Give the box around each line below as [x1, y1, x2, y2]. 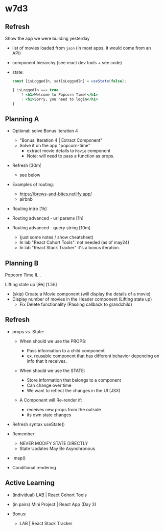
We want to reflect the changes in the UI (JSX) [26, 387, 121, 393]
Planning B [5, 259, 39, 267]
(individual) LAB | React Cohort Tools [12, 492, 87, 498]
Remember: [12, 430, 36, 437]
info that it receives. [26, 358, 67, 364]
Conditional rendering [12, 464, 56, 470]
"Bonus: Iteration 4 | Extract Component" [19, 137, 103, 143]
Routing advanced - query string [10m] [12, 225, 91, 231]
